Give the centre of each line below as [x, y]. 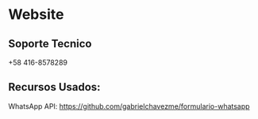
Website [36, 15]
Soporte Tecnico [50, 44]
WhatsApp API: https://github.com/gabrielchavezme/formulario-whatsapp [129, 106]
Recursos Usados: [54, 87]
